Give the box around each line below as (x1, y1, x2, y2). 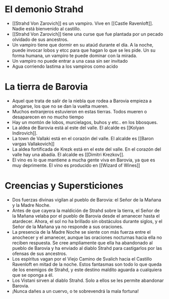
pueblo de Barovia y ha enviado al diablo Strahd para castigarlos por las (12, 245, 162, 251)
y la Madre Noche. (12, 202, 51, 208)
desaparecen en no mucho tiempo (12, 114, 84, 120)
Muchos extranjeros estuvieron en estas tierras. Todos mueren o (12, 108, 147, 114)
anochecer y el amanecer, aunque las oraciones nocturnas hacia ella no (12, 234, 162, 240)
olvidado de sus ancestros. (12, 36, 69, 42)
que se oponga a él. (12, 272, 54, 278)
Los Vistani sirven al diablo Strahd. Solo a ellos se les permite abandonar (12, 277, 164, 283)
